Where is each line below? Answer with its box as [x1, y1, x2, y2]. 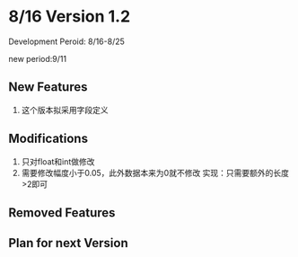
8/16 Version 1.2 [8, 6, 131, 27]
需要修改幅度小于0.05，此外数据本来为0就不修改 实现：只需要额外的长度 [21, 167, 289, 178]
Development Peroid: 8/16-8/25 [8, 36, 125, 47]
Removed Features [8, 205, 116, 220]
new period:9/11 [8, 53, 67, 64]
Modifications [8, 131, 89, 146]
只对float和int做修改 [21, 155, 95, 167]
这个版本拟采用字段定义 [21, 104, 109, 115]
